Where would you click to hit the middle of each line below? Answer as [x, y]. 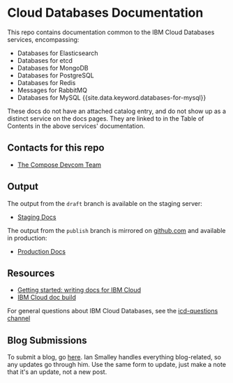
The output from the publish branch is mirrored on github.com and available [116, 230]
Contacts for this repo [56, 148]
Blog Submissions [47, 340]
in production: [27, 238]
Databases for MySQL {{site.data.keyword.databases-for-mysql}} [112, 97]
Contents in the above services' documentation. [76, 126]
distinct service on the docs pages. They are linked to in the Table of [106, 118]
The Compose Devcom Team [59, 165]
